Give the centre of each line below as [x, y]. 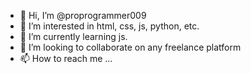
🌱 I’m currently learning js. [73, 36]
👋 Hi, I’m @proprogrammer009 [83, 15]
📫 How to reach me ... [66, 58]
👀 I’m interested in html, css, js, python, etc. [109, 26]
